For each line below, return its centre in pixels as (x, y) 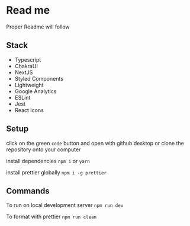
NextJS (24, 72)
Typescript (28, 59)
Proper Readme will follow (38, 27)
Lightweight (29, 85)
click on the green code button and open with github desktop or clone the (95, 143)
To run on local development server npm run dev (65, 205)
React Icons (29, 110)
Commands (28, 191)
